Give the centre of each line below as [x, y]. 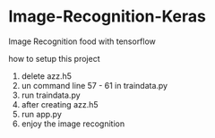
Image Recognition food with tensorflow [82, 41]
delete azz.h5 [47, 76]
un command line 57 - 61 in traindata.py [94, 85]
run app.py [41, 114]
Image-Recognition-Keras [107, 17]
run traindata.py [51, 95]
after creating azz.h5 [60, 104]
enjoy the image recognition [73, 124]
